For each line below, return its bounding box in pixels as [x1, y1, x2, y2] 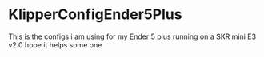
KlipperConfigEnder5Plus [8, 6, 182, 24]
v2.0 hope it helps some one [8, 40, 102, 49]
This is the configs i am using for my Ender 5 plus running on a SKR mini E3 [8, 32, 257, 41]
